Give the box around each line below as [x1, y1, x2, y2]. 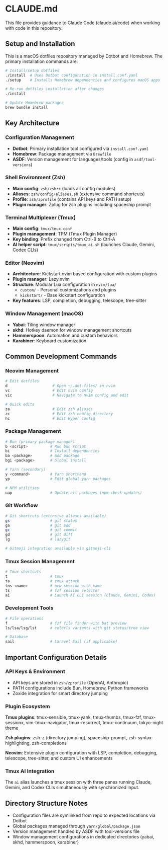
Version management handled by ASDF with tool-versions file [12, 828, 140, 834]
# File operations [5, 616, 44, 621]
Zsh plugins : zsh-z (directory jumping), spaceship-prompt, [5, 735, 127, 741]
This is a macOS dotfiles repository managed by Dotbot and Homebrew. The [5, 53, 163, 59]
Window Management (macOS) [5, 310, 84, 317]
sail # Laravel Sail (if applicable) [5, 639, 118, 644]
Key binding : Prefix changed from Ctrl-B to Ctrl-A [12, 236, 115, 242]
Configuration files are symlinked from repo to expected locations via [12, 812, 155, 818]
